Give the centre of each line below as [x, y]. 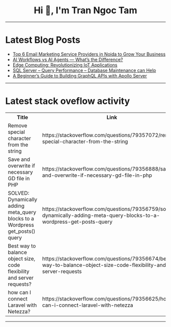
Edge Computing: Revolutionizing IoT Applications [65, 65]
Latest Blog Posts [43, 40]
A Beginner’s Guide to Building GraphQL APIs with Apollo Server [80, 75]
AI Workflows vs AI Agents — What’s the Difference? [68, 59]
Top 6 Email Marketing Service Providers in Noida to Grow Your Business [89, 54]
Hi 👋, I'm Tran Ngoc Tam [85, 10]
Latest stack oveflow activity [68, 101]
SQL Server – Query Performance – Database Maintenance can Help [84, 70]
